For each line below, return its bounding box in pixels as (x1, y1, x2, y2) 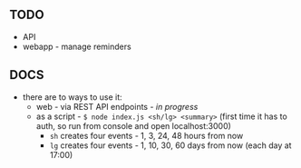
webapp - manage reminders (22, 41, 131, 52)
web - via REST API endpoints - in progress (35, 101, 199, 112)
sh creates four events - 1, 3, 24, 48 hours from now (49, 130, 244, 141)
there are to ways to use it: (22, 91, 122, 103)
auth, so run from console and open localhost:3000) (35, 120, 231, 131)
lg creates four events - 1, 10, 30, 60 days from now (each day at (49, 140, 292, 151)
